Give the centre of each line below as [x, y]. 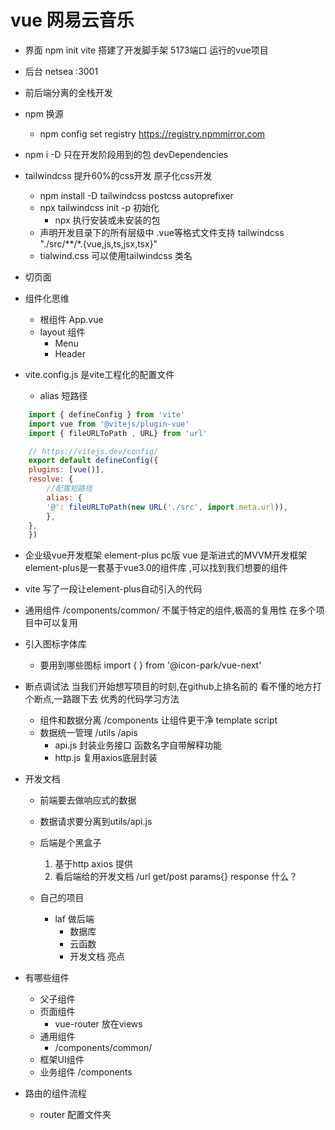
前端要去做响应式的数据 [88, 800]
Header [70, 353]
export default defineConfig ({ [93, 461]
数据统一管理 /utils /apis [88, 733]
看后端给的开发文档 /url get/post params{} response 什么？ [176, 877]
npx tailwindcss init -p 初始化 [99, 207]
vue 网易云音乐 [72, 20]
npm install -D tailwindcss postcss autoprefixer [136, 195]
